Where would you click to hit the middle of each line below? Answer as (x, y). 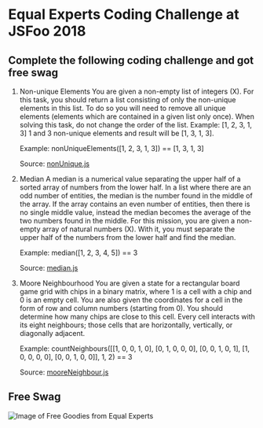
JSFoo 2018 (47, 31)
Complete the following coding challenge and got (131, 60)
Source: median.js (49, 268)
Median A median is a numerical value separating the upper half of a (130, 179)
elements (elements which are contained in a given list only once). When (137, 116)
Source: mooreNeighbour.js (64, 372)
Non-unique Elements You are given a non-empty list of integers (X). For (137, 91)
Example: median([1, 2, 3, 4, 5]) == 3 (79, 253)
